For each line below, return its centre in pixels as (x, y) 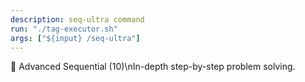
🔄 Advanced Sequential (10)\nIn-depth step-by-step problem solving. (153, 67)
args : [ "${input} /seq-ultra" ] (75, 38)
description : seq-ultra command (77, 19)
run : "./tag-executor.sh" (64, 29)
